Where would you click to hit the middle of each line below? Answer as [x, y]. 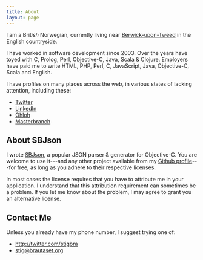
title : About [23, 12]
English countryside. [32, 41]
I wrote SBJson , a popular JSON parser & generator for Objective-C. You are [102, 155]
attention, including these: [39, 90]
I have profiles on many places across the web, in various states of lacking [99, 84]
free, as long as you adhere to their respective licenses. [87, 167]
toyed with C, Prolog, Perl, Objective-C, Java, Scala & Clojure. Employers [97, 59]
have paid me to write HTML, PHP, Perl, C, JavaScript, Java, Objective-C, [98, 66]
